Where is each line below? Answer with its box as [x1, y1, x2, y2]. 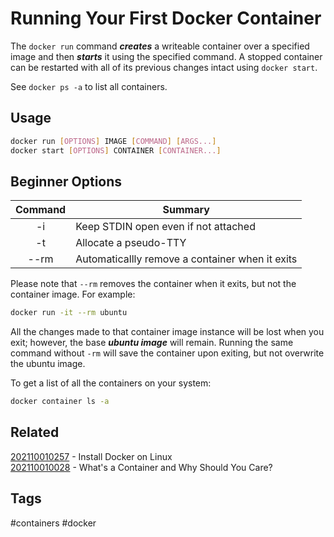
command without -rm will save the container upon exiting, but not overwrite [10, 347, 325, 359]
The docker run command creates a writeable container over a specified [10, 40, 310, 52]
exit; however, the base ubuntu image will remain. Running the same [10, 337, 294, 349]
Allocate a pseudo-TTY [75, 236, 187, 250]
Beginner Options [10, 173, 123, 190]
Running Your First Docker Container [10, 7, 322, 30]
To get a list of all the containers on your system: [10, 377, 212, 389]
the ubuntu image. [10, 358, 86, 370]
